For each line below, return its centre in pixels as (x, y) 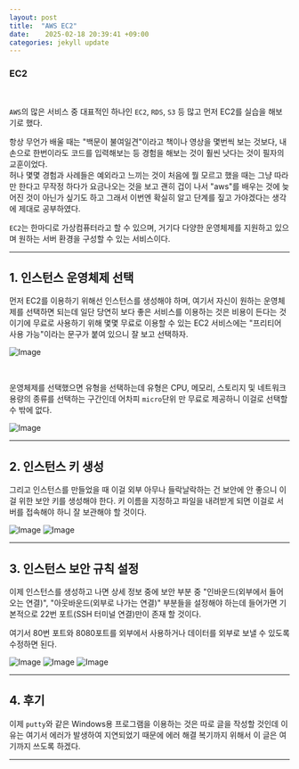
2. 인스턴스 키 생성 (57, 466)
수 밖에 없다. (31, 410)
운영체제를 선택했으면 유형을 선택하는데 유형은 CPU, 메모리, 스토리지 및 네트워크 (148, 388)
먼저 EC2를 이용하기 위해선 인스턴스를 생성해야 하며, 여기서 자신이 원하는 (136, 301)
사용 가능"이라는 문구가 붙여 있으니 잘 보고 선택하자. (99, 335)
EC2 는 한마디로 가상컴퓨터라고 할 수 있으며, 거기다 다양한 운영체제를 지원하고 (141, 227)
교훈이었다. (28, 164)
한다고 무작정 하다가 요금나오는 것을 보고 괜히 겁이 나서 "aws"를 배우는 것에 (149, 186)
